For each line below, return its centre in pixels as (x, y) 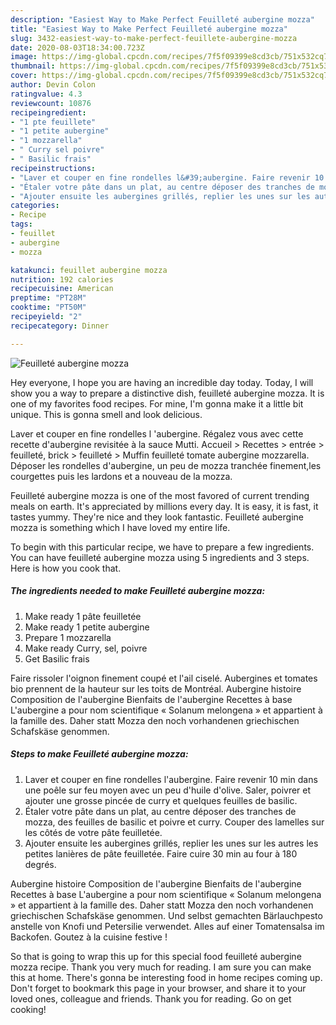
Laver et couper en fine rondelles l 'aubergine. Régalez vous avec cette (157, 433)
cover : (24, 76)
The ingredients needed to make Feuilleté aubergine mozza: (138, 591)
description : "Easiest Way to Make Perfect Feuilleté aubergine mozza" (162, 19)
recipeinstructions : (53, 168)
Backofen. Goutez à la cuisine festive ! (89, 937)
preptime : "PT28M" (48, 298)
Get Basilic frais (57, 658)
